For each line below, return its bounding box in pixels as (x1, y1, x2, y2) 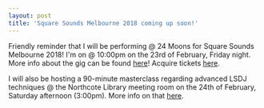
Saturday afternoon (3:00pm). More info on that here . (8, 90, 184, 100)
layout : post (8, 11, 52, 20)
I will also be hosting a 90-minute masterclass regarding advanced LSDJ (8, 74, 247, 83)
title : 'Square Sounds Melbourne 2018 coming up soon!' (8, 19, 198, 27)
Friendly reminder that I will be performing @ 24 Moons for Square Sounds (8, 41, 254, 50)
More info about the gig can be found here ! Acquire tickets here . (8, 58, 220, 68)
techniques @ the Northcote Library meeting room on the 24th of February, (8, 82, 257, 92)
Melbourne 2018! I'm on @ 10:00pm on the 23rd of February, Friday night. (8, 50, 251, 59)
